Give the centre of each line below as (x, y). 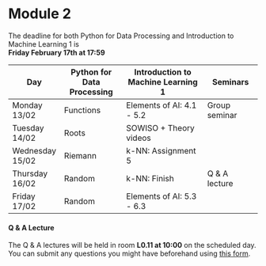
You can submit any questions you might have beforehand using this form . (129, 253)
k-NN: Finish (150, 178)
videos (139, 138)
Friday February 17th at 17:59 (57, 52)
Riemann (80, 155)
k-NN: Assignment (161, 150)
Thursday (30, 173)
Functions (82, 110)
